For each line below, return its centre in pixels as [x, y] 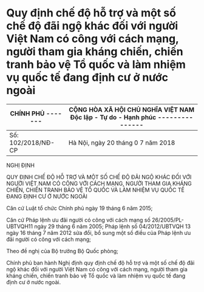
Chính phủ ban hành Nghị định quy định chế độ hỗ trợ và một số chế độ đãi [100, 263]
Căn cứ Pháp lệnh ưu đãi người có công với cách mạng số [78, 220]
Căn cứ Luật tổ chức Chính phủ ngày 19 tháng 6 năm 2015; [80, 208]
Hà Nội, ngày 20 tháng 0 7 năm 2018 [122, 143]
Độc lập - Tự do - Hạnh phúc [113, 117]
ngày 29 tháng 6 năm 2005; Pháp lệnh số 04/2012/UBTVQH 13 [113, 226]
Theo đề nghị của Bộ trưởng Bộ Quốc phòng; [62, 251]
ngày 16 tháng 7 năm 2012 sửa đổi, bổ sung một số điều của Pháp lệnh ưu [99, 233]
